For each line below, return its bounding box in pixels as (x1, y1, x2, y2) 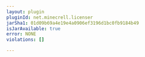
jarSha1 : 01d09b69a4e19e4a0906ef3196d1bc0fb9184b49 (6, 20, 139, 26)
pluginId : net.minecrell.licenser (6, 14, 94, 20)
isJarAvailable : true (6, 25, 61, 32)
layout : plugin (6, 8, 45, 15)
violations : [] (6, 37, 45, 43)
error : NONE (6, 31, 36, 37)
